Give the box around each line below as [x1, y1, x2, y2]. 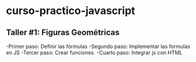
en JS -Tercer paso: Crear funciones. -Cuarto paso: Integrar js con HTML [6, 49, 183, 56]
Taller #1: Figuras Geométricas [6, 27, 120, 37]
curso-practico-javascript [6, 4, 136, 18]
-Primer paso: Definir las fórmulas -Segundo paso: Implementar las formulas [6, 43, 191, 50]
